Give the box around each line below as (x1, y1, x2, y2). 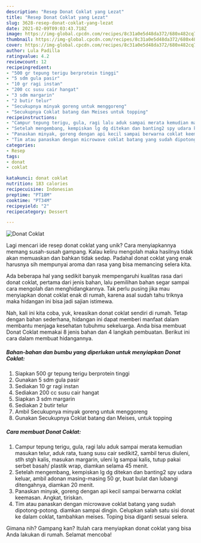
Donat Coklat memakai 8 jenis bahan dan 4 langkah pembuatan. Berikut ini (6, 328, 190, 335)
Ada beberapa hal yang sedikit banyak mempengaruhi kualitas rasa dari (6, 273, 183, 280)
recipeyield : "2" (6, 203, 50, 209)
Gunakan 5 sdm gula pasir (14, 376, 80, 383)
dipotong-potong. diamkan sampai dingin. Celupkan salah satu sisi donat (14, 507, 195, 514)
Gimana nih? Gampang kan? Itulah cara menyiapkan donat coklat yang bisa (6, 524, 191, 532)
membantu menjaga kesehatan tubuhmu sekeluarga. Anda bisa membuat (6, 322, 187, 330)
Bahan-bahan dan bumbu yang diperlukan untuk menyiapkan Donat (6, 348, 181, 356)
